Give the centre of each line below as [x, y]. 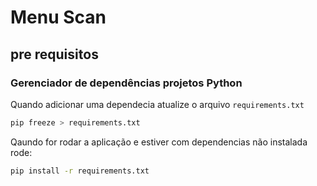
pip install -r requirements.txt [80, 171]
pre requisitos [54, 54]
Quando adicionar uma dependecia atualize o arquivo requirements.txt [157, 104]
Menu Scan [58, 17]
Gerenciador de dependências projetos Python [126, 83]
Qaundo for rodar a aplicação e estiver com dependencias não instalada [159, 142]
